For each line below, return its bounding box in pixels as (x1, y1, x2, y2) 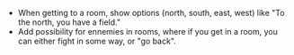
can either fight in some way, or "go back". (17, 35, 177, 46)
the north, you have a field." (17, 17, 121, 27)
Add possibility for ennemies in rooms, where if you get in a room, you (17, 27, 279, 36)
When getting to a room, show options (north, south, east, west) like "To (17, 8, 285, 18)
